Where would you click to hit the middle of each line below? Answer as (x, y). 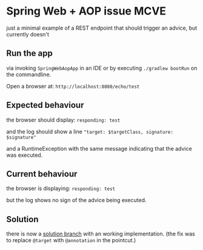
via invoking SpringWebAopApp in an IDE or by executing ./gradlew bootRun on (102, 68)
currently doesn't (28, 34)
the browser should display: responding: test (63, 120)
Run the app (29, 54)
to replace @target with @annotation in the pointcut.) (71, 240)
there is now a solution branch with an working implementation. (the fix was (101, 234)
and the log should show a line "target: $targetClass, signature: (90, 131)
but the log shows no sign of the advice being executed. (76, 200)
